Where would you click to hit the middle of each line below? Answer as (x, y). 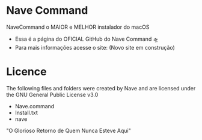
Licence (26, 72)
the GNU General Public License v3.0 (52, 95)
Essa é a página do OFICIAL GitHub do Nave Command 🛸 (87, 39)
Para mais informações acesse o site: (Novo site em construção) (95, 47)
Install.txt (26, 112)
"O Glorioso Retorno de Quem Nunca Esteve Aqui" (69, 130)
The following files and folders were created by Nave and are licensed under (101, 88)
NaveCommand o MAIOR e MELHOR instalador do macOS (78, 27)
